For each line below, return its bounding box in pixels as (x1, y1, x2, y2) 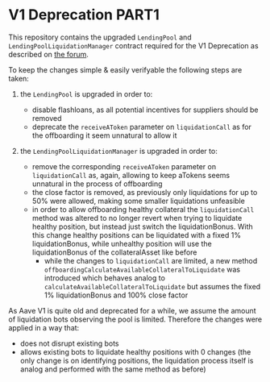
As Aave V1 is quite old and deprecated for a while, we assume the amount (8, 305, 256, 315)
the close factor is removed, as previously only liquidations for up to (31, 187, 258, 197)
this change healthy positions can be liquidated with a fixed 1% (31, 230, 242, 239)
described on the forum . (8, 49, 89, 59)
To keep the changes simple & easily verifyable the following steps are (8, 64, 243, 74)
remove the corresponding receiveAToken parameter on (31, 161, 216, 171)
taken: (8, 73, 30, 83)
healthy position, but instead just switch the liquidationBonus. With (31, 222, 254, 231)
